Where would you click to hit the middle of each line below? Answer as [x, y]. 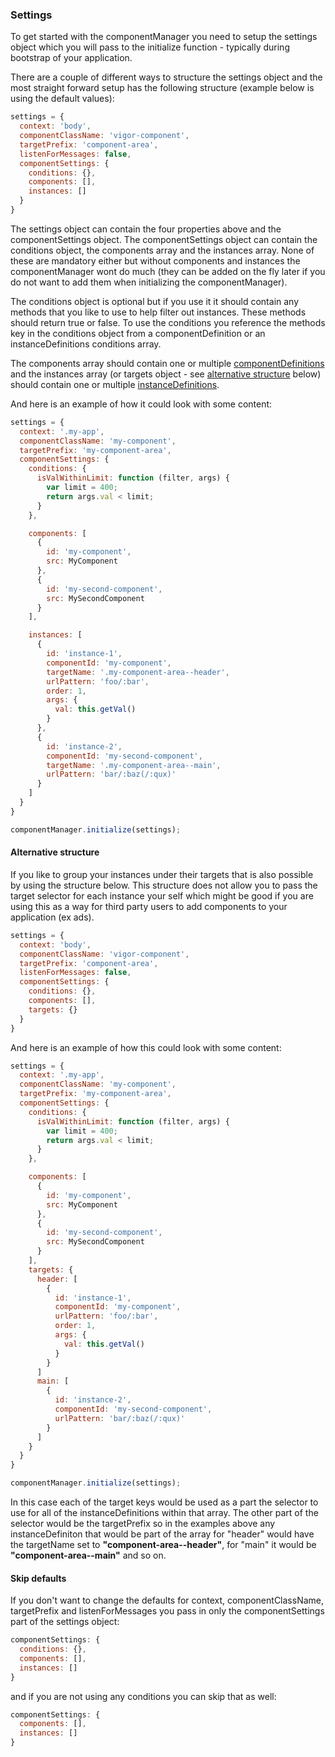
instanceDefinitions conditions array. [86, 344]
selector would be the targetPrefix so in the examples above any [143, 1523]
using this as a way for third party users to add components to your [149, 906]
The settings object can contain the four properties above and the [146, 229]
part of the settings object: [65, 1622]
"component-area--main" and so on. [88, 1555]
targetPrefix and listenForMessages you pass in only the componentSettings [167, 1611]
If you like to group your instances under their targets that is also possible [162, 874]
